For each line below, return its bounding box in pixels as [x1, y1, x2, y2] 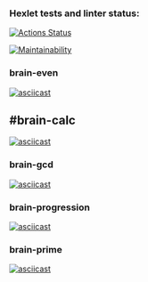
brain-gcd [9, 158, 53, 171]
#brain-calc [9, 112, 76, 127]
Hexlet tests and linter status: [9, 7, 140, 20]
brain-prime [9, 243, 62, 255]
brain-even [9, 67, 59, 79]
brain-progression [9, 201, 91, 214]
